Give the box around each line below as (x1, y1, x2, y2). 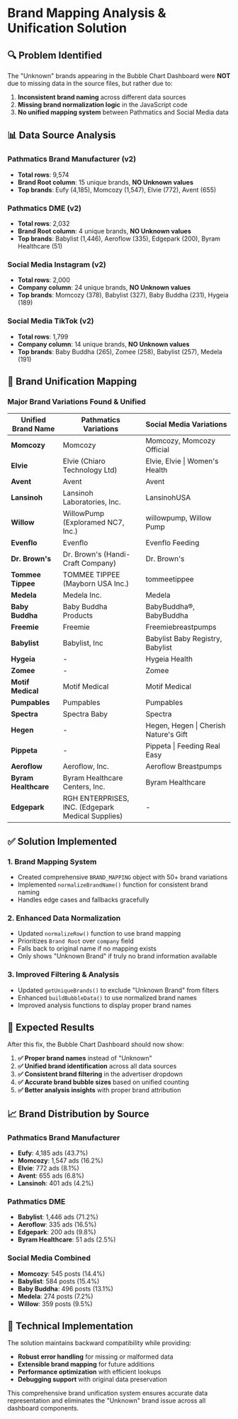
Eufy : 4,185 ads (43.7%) (17, 1149, 89, 1158)
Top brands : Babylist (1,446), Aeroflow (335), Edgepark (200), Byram (17, 234, 221, 243)
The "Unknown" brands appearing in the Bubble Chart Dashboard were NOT (7, 72, 231, 80)
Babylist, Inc (62, 638, 104, 648)
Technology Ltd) (62, 465, 118, 475)
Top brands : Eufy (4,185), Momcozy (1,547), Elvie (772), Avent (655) (17, 185, 217, 194)
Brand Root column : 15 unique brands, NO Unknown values (17, 177, 193, 186)
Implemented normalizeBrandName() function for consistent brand (17, 880, 208, 889)
